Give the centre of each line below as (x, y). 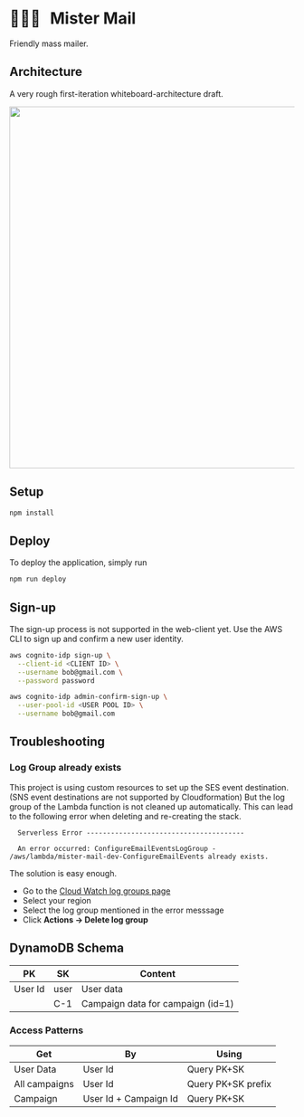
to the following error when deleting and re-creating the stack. (125, 816)
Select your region (57, 900)
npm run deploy (38, 579)
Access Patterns (47, 1030)
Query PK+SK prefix (229, 1084)
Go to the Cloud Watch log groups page (96, 891)
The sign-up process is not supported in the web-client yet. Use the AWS (146, 629)
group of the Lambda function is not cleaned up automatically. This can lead (152, 806)
